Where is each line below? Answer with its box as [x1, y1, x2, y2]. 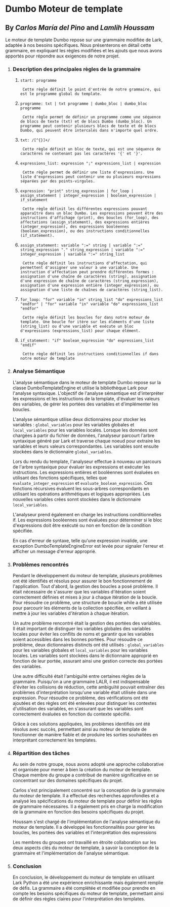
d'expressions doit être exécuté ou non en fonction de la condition [12, 522, 151, 528]
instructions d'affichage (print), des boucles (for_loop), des [20, 215, 159, 221]
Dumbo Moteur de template [5, 3, 123, 15]
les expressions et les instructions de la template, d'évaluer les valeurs [12, 395, 160, 401]
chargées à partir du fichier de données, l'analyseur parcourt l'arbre [12, 432, 155, 439]
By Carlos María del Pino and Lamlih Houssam [5, 23, 155, 32]
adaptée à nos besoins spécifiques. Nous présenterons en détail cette [5, 42, 151, 48]
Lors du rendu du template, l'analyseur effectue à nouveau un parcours [12, 458, 161, 464]
